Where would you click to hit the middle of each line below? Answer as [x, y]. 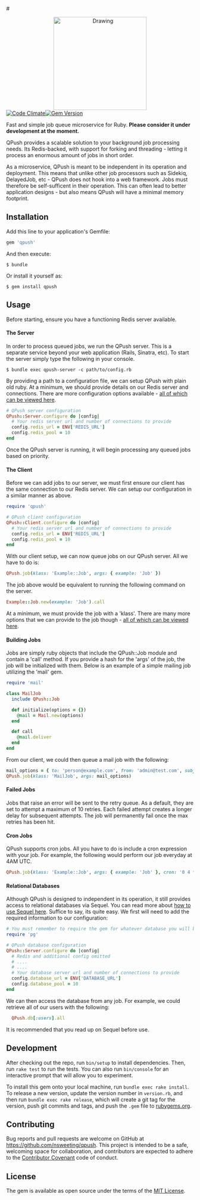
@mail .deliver [34, 737]
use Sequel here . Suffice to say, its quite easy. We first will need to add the [98, 912]
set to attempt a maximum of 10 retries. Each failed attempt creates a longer [99, 809]
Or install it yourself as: [34, 276]
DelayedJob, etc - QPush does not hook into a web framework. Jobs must [97, 179]
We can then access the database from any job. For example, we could [93, 1000]
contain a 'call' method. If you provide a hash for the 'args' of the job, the [96, 659]
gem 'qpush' [21, 242]
